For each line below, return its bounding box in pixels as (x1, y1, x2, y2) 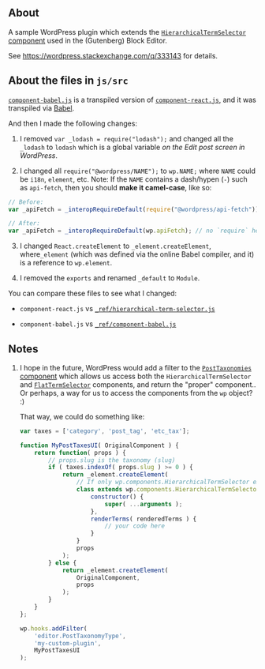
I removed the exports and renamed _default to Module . (19, 273, 200, 283)
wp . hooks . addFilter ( (19, 624, 88, 633)
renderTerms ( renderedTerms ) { (90, 515, 197, 523)
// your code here (104, 522, 166, 530)
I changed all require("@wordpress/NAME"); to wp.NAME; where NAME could (19, 166, 256, 175)
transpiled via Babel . (8, 103, 75, 113)
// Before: (8, 197, 44, 206)
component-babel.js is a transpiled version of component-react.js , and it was (8, 95, 256, 104)
